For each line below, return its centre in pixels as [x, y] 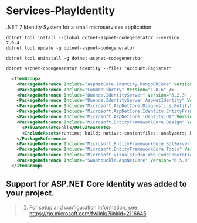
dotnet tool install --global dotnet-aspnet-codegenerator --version [93, 37]
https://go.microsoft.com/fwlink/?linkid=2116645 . [89, 213]
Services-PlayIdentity [61, 11]
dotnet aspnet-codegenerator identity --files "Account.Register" [89, 68]
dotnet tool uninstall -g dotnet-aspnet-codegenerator [74, 58]
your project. [30, 193]
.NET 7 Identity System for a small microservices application [79, 27]
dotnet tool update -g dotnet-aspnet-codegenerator [70, 48]
